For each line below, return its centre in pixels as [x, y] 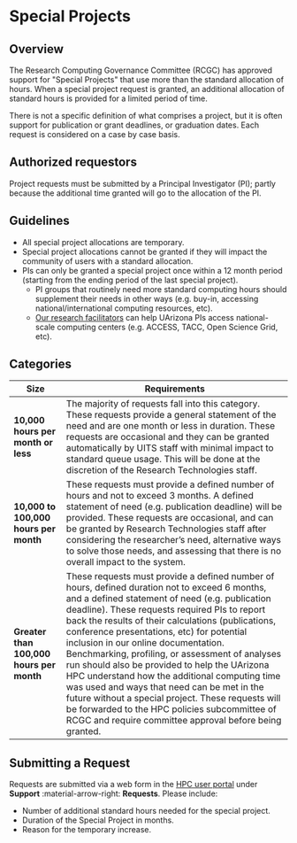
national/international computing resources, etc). [124, 308]
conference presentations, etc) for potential [156, 632]
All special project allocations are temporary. [103, 242]
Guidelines [39, 221]
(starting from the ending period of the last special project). [130, 280]
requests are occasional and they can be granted [168, 437]
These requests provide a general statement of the [171, 415]
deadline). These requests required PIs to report [166, 610]
